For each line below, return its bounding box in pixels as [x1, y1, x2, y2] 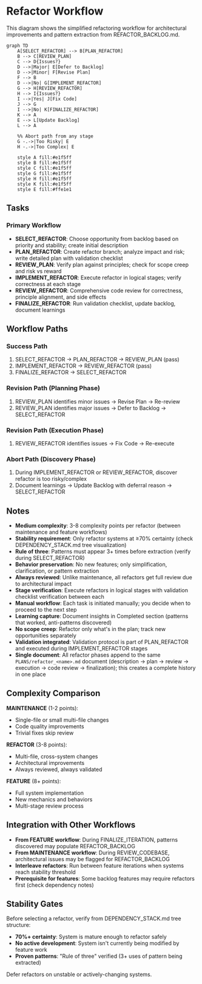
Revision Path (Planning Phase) [6, 384, 100, 393]
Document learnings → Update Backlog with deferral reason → [15, 482, 172, 489]
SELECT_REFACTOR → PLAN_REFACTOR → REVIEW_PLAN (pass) [15, 356, 180, 363]
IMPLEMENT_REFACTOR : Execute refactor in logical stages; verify [15, 274, 182, 281]
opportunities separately [15, 632, 77, 640]
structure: [6, 921, 31, 929]
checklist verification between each [15, 593, 104, 601]
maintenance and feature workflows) [15, 528, 107, 536]
